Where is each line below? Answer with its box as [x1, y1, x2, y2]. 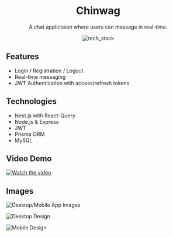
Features [6, 51, 39, 62]
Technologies [6, 96, 57, 106]
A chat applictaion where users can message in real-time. [29, 23, 168, 30]
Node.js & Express [14, 118, 59, 125]
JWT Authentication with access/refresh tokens [14, 79, 130, 86]
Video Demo [6, 154, 52, 163]
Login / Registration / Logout [14, 67, 84, 74]
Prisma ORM [14, 130, 45, 138]
